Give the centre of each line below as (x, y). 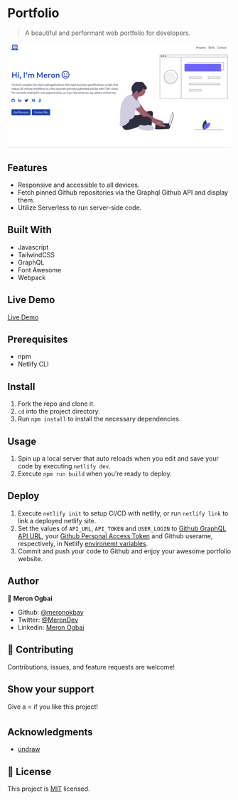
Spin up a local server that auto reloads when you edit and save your (118, 458)
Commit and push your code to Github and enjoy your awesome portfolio (124, 551)
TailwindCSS (36, 255)
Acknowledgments (50, 732)
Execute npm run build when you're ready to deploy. (94, 474)
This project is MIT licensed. (49, 789)
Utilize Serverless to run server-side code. (80, 207)
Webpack (32, 277)
